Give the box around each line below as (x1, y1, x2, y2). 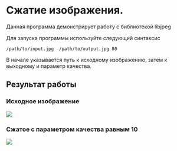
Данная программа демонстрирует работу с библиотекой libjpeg (6, 23, 171, 30)
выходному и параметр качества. (6, 63, 91, 70)
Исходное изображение (6, 97, 80, 106)
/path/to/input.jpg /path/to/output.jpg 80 (6, 45, 117, 52)
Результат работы (6, 80, 77, 90)
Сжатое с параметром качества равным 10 (6, 125, 138, 133)
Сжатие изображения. (6, 4, 124, 17)
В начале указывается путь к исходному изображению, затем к (6, 56, 168, 63)
